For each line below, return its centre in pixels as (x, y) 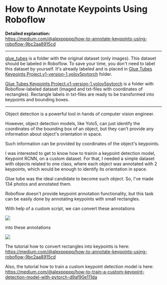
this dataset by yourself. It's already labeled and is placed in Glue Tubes (79, 69)
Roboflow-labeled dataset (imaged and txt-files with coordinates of (74, 89)
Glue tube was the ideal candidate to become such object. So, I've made (80, 178)
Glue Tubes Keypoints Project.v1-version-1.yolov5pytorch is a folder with (80, 83)
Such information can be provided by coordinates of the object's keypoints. (83, 143)
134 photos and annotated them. (39, 184)
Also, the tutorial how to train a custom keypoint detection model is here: (80, 266)
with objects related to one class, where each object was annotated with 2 (81, 164)
